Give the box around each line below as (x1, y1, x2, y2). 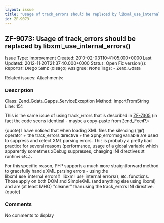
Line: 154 (5, 103, 23, 109)
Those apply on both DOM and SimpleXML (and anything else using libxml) (5, 178, 156, 184)
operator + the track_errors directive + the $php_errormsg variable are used (5, 133, 158, 138)
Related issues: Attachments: (5, 75, 63, 81)
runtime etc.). (5, 154, 32, 159)
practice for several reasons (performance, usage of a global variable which (5, 143, 158, 149)
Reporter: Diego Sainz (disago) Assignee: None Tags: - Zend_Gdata (5, 66, 141, 71)
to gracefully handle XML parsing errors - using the (5, 168, 108, 174)
